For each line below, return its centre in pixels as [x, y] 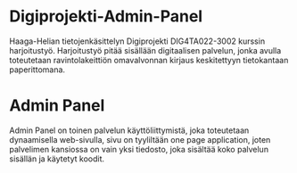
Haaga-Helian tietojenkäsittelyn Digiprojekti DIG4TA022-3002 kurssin [137, 41]
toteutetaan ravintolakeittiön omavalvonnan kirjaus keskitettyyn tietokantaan [149, 60]
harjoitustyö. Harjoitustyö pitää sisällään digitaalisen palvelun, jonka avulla [145, 50]
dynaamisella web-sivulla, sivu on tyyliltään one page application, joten [140, 139]
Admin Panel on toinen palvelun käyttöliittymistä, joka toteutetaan [129, 130]
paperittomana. [37, 70]
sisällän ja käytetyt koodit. [57, 159]
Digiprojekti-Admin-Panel [106, 16]
